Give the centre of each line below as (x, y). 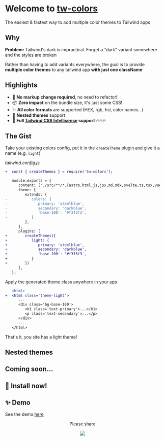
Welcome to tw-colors (52, 9)
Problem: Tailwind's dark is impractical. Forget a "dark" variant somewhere (81, 49)
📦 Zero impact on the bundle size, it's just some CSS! (67, 102)
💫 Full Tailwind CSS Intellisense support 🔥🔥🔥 (59, 120)
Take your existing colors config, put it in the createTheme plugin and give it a (82, 148)
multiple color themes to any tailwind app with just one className (74, 69)
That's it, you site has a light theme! (41, 337)
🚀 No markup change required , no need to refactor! (65, 97)
